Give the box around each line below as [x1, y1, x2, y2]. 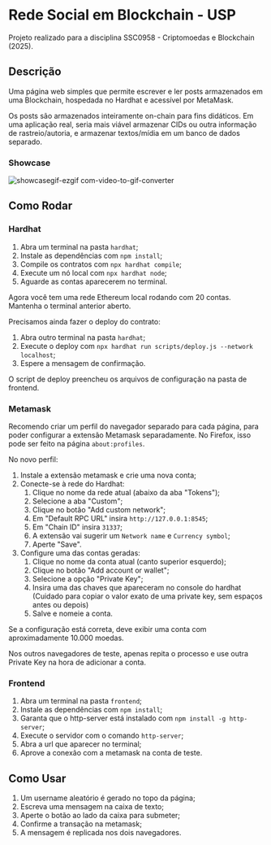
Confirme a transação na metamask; [19, 819, 142, 829]
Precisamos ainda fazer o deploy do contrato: [8, 316, 161, 326]
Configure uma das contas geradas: [19, 548, 140, 558]
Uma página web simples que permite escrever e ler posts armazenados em [8, 86, 264, 96]
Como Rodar [8, 199, 73, 213]
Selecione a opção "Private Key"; [32, 574, 144, 584]
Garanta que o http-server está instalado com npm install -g [19, 713, 226, 723]
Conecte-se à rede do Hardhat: [19, 479, 125, 489]
